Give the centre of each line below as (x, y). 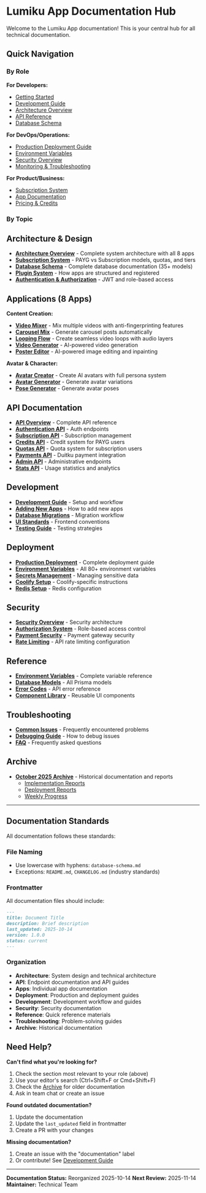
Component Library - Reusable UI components (75, 696)
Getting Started (34, 97)
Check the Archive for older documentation (70, 1086)
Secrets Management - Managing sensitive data (77, 575)
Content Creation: (30, 313)
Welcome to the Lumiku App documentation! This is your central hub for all (101, 28)
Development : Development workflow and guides (78, 1002)
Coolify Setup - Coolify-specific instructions (71, 581)
